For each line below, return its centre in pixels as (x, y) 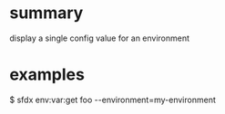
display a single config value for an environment (99, 38)
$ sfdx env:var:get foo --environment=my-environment (112, 100)
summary (46, 13)
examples (47, 75)
